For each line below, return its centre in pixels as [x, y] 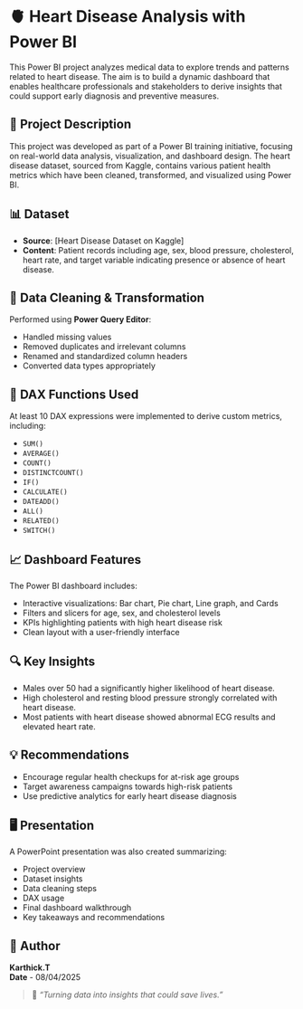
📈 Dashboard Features [76, 560]
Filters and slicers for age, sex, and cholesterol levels [122, 613]
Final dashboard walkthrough [77, 908]
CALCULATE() [45, 492]
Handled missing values [67, 337]
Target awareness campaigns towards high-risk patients [128, 786]
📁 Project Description [71, 124]
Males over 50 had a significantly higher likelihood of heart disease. [149, 688]
